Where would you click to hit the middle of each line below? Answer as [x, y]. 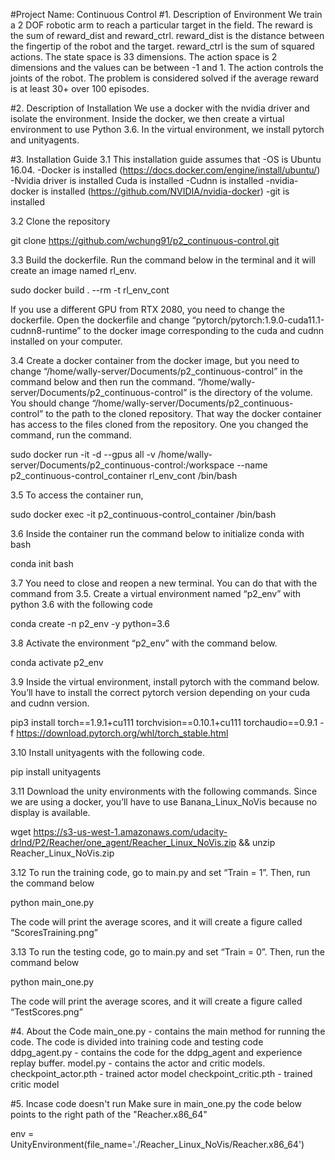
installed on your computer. [66, 341]
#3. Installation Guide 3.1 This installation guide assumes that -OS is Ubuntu [166, 159]
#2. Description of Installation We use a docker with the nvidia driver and [160, 108]
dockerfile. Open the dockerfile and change [100, 320]
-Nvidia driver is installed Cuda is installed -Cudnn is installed [137, 180]
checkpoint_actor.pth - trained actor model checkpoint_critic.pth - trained [161, 1073]
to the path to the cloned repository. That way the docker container [183, 413]
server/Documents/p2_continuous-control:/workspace [122, 465]
